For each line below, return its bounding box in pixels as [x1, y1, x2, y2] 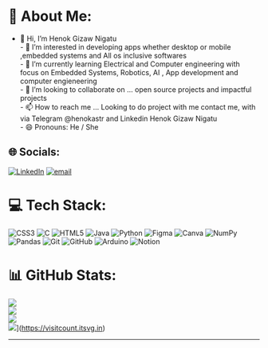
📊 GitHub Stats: [8, 266, 117, 284]
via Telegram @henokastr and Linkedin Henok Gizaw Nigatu [19, 114, 218, 123]
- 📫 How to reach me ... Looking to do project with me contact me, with [19, 102, 256, 111]
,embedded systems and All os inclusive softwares [19, 50, 187, 60]
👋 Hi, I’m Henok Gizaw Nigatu [19, 34, 117, 43]
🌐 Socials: [8, 146, 61, 159]
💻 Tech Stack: [8, 196, 107, 214]
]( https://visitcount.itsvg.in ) [16, 323, 105, 333]
